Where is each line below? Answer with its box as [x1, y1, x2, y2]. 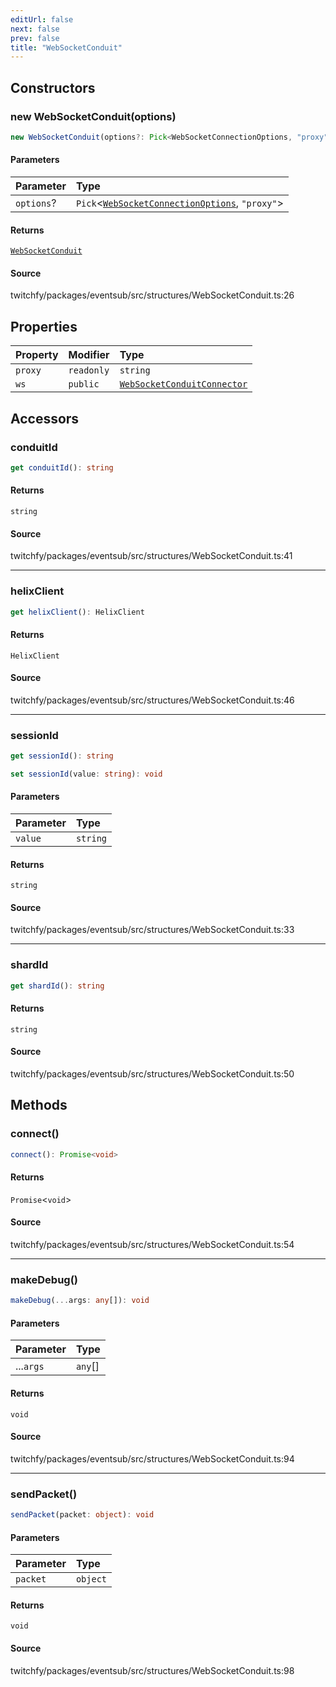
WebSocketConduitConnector [119, 379, 248, 390]
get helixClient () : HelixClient [10, 607, 145, 617]
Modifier [68, 348, 110, 362]
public [68, 379, 100, 390]
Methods [10, 1097, 68, 1114]
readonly [68, 365, 110, 376]
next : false [10, 24, 60, 34]
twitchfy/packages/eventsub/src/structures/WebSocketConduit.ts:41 [10, 550, 293, 562]
